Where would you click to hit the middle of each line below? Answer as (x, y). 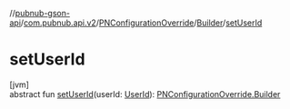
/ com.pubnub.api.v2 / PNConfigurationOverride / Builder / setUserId (141, 23)
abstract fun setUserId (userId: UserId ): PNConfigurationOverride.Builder (145, 94)
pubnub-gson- (43, 13)
